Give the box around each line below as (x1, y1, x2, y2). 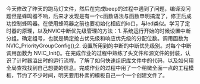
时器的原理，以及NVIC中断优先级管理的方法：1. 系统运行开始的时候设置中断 (6, 27, 191, 34)
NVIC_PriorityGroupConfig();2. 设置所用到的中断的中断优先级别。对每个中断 (6, 42, 192, 49)
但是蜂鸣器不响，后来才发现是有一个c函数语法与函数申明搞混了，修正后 (11, 12, 186, 20)
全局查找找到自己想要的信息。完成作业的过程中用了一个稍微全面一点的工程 (6, 64, 189, 71)
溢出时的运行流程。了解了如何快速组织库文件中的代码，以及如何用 (32, 57, 194, 64)
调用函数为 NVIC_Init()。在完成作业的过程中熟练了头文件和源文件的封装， (6, 50, 186, 56)
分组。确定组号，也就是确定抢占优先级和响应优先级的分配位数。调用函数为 (6, 35, 189, 41)
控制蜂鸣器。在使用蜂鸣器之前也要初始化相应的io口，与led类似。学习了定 (11, 20, 190, 27)
